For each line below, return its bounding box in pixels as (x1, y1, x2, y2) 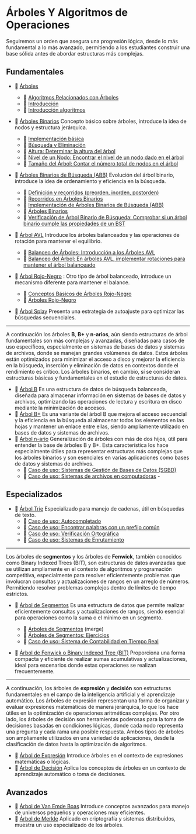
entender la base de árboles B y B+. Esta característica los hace (14, 442, 169, 449)
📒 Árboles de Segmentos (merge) (23, 625, 104, 632)
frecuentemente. (14, 667, 55, 675)
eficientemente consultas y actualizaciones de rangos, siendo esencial (14, 608, 185, 615)
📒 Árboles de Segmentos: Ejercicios (23, 632, 110, 639)
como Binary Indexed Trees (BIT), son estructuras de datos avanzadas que (6, 559, 186, 566)
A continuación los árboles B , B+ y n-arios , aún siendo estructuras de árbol (6, 330, 188, 337)
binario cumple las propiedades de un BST (23, 220, 125, 227)
